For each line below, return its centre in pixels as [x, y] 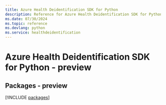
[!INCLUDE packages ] [27, 97]
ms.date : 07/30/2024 [26, 19]
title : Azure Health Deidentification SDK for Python [62, 10]
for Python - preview [48, 68]
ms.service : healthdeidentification [43, 33]
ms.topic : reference [26, 23]
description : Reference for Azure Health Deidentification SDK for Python [84, 14]
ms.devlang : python [25, 28]
